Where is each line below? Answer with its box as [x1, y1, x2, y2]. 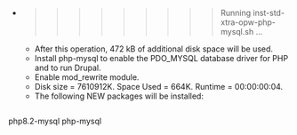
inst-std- [252, 8, 285, 18]
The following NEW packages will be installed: [34, 91, 204, 101]
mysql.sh [220, 27, 254, 36]
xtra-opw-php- [220, 17, 277, 28]
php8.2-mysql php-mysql [8, 115, 102, 126]
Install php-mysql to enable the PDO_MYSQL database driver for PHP [34, 53, 289, 63]
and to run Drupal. [34, 62, 101, 73]
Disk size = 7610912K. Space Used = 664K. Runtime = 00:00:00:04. [34, 82, 284, 91]
